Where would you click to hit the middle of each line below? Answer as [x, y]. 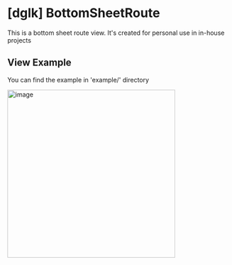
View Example [40, 63]
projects [20, 40]
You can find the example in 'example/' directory [78, 80]
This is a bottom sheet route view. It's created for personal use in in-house [116, 33]
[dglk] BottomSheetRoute [84, 13]
